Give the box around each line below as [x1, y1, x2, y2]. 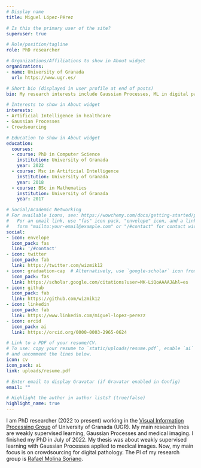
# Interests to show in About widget [6, 102, 100, 108]
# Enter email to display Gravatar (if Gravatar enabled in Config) [6, 378, 181, 385]
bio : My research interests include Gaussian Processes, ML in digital [6, 91, 188, 97]
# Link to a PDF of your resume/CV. [6, 340, 98, 346]
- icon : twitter [6, 251, 47, 257]
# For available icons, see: [6, 212, 79, 218]
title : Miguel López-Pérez [6, 14, 74, 20]
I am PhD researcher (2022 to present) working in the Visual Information [6, 417, 184, 424]
